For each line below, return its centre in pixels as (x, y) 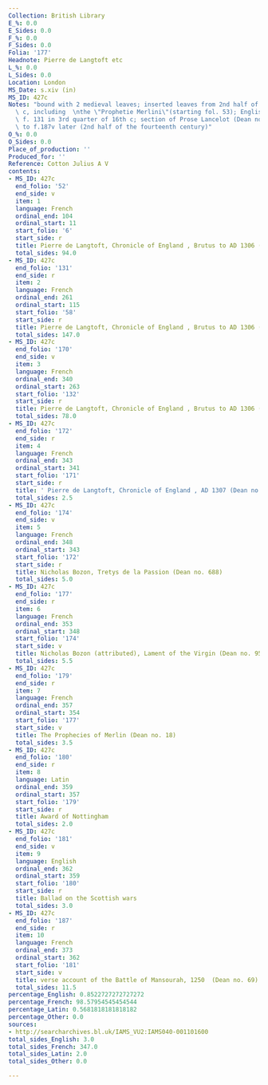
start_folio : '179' (48, 802)
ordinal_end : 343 (44, 461)
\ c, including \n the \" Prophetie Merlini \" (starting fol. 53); (126, 112)
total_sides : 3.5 (44, 743)
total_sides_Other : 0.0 (48, 1062)
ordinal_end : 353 (44, 624)
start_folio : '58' (46, 312)
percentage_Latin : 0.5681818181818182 (73, 1010)
